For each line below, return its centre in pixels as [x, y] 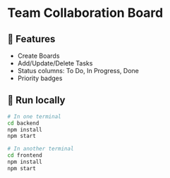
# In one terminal [34, 116]
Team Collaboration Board [85, 13]
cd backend [23, 123]
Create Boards [38, 56]
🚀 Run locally [36, 100]
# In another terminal [41, 149]
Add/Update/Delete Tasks [55, 63]
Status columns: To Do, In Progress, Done [78, 71]
